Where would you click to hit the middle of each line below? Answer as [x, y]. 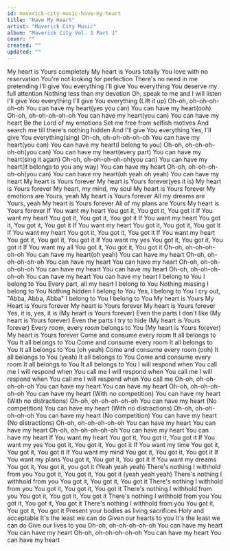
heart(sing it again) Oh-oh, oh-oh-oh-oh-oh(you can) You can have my [107, 159]
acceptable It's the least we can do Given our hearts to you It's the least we [114, 518]
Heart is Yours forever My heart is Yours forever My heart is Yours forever [111, 305]
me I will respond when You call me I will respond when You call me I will [110, 371]
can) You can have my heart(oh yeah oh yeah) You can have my [129, 174]
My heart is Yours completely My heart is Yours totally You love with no [107, 71]
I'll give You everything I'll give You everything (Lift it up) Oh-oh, [97, 101]
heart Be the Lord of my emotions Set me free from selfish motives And [108, 123]
